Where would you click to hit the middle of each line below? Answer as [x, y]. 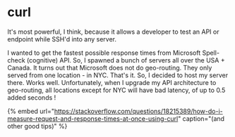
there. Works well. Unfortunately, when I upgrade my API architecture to [112, 82]
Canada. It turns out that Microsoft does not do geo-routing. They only [110, 67]
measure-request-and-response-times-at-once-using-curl [93, 118]
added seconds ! [32, 97]
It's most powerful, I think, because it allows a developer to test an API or [113, 32]
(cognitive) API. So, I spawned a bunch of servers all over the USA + [126, 60]
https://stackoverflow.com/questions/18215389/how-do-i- [139, 111]
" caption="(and [201, 118]
